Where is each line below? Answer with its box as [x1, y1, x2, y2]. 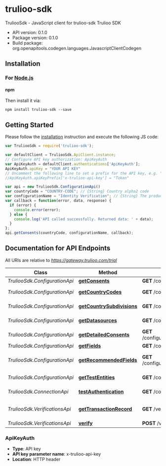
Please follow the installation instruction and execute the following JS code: [5, 134, 159, 140]
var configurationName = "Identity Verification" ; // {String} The [5, 194, 147, 199]
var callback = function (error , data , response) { [5, 198, 112, 204]
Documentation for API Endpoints [5, 244, 111, 253]
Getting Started [5, 120, 54, 129]
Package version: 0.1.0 [12, 35, 58, 41]
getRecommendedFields [78, 357, 137, 363]
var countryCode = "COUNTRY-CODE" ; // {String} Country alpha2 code [5, 189, 149, 194]
